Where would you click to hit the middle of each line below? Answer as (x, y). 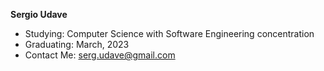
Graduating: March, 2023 (77, 44)
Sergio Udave (39, 14)
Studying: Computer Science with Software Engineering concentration (169, 33)
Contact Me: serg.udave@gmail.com (100, 55)
